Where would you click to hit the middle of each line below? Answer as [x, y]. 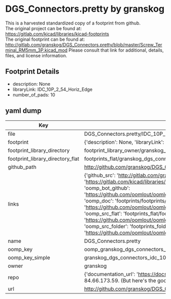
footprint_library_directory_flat [44, 159]
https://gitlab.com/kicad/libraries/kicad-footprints [57, 34]
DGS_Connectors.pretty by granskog [85, 9]
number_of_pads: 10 [34, 94]
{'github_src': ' [101, 175]
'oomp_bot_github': [107, 188]
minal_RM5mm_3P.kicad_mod [36, 50]
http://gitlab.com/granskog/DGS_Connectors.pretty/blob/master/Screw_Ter [84, 44]
